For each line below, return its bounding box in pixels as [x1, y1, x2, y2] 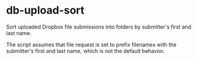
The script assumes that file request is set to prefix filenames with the [6, 41, 177, 48]
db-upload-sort [6, 4, 85, 17]
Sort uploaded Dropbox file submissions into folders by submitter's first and [6, 23, 192, 30]
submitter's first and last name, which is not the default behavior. [6, 47, 165, 54]
